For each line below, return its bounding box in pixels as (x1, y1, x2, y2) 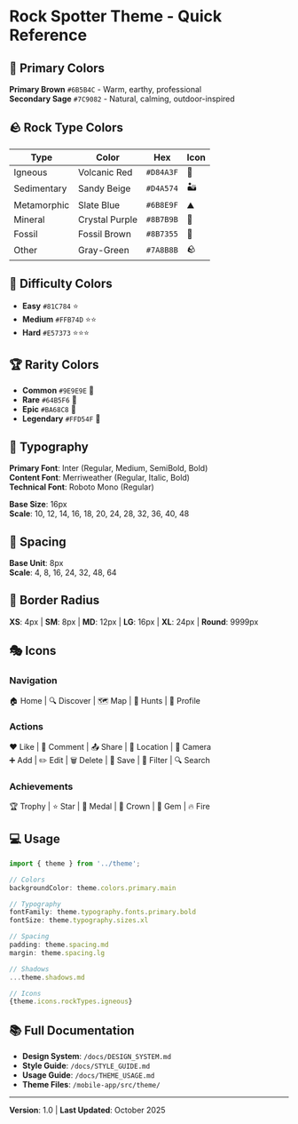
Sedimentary (13, 182, 67, 195)
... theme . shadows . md (9, 973, 86, 982)
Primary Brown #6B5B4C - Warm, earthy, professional (9, 84, 202, 94)
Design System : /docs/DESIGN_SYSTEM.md (21, 1051, 171, 1062)
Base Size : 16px (9, 499, 68, 510)
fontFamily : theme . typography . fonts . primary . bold (9, 908, 197, 917)
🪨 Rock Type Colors (9, 120, 124, 135)
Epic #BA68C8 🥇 (21, 404, 77, 415)
